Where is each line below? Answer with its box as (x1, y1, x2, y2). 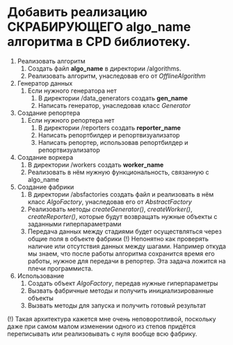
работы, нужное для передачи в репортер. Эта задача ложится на (27, 256, 226, 265)
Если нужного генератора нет (27, 86, 117, 95)
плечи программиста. (27, 264, 93, 273)
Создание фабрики (17, 183, 74, 191)
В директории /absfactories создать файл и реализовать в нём (27, 190, 214, 199)
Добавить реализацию (7, 4, 148, 20)
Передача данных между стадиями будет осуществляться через (27, 227, 222, 236)
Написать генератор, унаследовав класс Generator (38, 101, 191, 109)
